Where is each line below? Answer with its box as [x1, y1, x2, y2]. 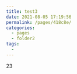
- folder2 [11, 36, 35, 41]
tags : [6, 41, 19, 47]
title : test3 [6, 8, 38, 15]
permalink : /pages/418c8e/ [6, 19, 72, 25]
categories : [6, 24, 35, 31]
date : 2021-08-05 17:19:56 [6, 14, 72, 20]
